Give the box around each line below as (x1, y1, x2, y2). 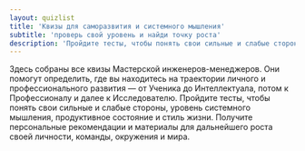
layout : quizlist (9, 13, 75, 23)
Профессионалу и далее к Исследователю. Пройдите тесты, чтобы (9, 93, 271, 104)
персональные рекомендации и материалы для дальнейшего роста (9, 122, 273, 133)
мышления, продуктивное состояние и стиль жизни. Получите (9, 112, 253, 123)
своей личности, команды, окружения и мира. (9, 131, 191, 142)
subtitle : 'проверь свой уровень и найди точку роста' (9, 30, 221, 39)
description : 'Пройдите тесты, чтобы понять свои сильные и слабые (9, 38, 271, 48)
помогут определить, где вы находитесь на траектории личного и (9, 74, 266, 85)
